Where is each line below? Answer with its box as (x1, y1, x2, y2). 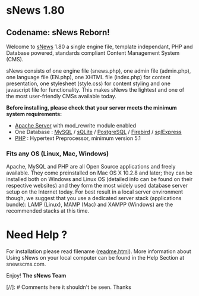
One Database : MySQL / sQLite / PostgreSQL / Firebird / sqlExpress (14, 129, 182, 135)
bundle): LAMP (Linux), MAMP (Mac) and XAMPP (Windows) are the (6, 201, 173, 208)
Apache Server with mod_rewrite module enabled (14, 122, 137, 129)
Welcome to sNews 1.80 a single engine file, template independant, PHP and (6, 43, 193, 50)
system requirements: (6, 111, 62, 117)
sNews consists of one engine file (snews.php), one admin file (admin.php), (6, 67, 191, 74)
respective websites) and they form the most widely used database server (6, 182, 188, 189)
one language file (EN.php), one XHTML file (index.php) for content (6, 74, 171, 80)
